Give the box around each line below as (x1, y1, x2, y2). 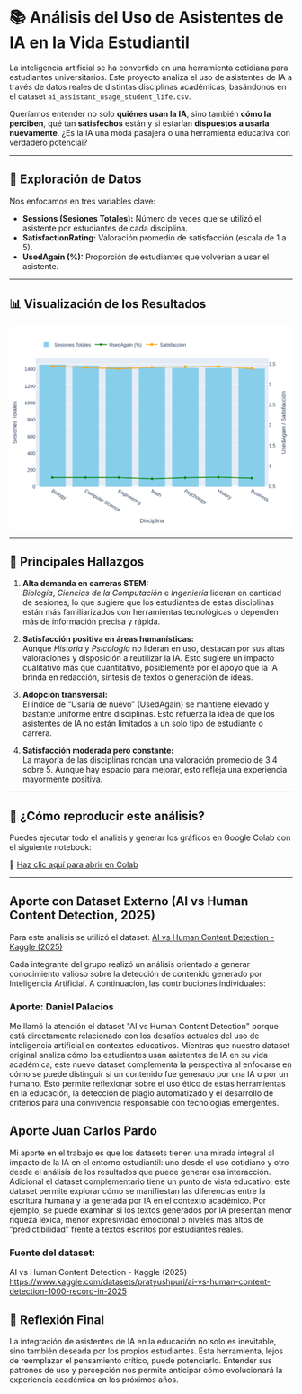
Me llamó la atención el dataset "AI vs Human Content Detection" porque (9, 1021, 279, 1032)
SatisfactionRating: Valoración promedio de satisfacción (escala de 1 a (22, 231, 287, 243)
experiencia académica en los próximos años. (9, 1374, 179, 1385)
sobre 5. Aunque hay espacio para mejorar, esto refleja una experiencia (22, 765, 288, 775)
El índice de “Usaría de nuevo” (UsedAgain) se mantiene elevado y (22, 699, 270, 710)
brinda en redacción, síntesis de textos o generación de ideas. (22, 672, 253, 683)
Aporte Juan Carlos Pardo (9, 1123, 157, 1139)
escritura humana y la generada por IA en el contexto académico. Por (9, 1195, 267, 1206)
